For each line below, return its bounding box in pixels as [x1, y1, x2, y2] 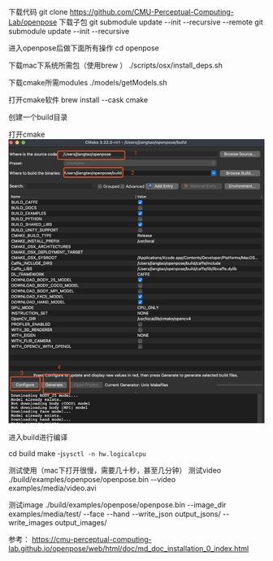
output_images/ [54, 517, 107, 527]
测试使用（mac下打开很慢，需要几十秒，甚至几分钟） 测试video [8, 465, 222, 475]
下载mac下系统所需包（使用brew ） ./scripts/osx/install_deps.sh [8, 60, 223, 70]
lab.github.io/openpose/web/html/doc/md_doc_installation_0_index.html [8, 543, 249, 553]
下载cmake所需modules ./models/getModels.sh [8, 78, 167, 87]
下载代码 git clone [8, 7, 68, 16]
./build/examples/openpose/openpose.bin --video [8, 474, 176, 484]
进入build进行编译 [8, 432, 68, 441]
